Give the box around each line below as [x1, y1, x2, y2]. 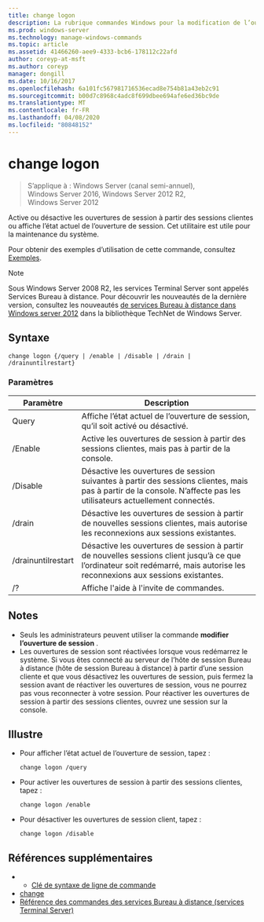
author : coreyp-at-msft [8, 56, 86, 64]
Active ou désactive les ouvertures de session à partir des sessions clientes [8, 213, 254, 222]
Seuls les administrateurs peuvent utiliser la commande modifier [19, 630, 229, 639]
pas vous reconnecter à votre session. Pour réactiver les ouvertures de [19, 688, 250, 697]
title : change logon [8, 11, 76, 20]
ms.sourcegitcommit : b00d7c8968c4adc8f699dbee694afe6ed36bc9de [8, 92, 220, 100]
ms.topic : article [8, 41, 68, 49]
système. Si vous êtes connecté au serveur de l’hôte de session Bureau [19, 655, 251, 664]
